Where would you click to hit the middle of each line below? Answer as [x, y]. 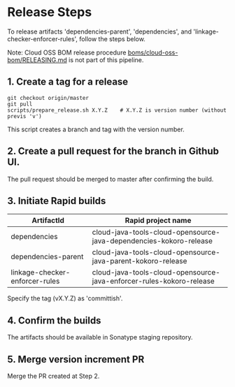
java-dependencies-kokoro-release [152, 241]
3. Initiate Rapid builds [57, 201]
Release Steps [50, 12]
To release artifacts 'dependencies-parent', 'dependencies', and [100, 31]
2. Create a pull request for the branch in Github [113, 151]
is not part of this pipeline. [106, 59]
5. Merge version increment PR [76, 359]
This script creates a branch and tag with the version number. [96, 129]
